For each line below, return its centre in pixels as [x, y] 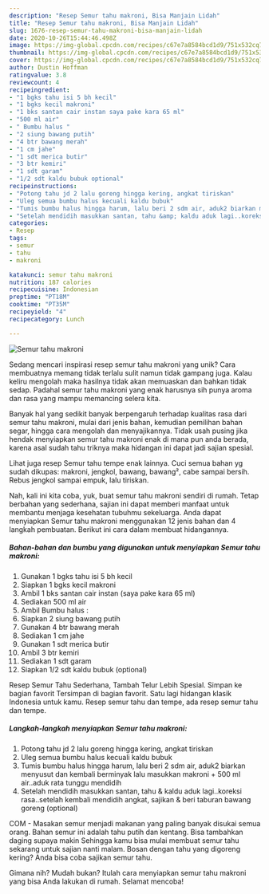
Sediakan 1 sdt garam [56, 661]
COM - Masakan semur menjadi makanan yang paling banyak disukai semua [135, 823]
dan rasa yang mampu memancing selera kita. [85, 398]
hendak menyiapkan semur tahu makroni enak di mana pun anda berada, [129, 439]
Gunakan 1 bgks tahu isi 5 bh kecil [76, 576]
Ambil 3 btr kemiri [49, 652]
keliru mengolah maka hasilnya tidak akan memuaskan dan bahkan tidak [128, 381]
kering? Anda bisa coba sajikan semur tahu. [81, 857]
